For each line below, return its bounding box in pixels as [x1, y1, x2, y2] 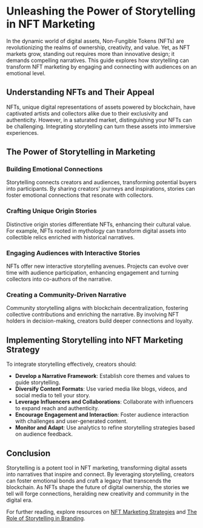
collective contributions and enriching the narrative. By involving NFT [6, 311, 179, 318]
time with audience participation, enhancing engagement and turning [6, 269, 179, 276]
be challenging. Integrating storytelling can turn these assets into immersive [6, 123, 196, 130]
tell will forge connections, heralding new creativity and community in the [6, 490, 190, 497]
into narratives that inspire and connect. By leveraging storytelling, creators [6, 470, 195, 478]
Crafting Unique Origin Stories [6, 207, 97, 215]
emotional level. [6, 69, 46, 77]
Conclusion [6, 448, 51, 458]
